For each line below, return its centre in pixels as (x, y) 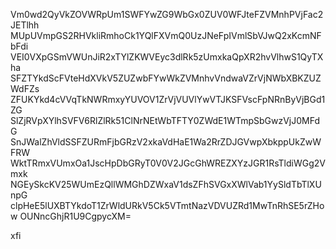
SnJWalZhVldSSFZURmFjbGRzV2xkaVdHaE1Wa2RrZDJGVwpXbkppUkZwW (166, 142)
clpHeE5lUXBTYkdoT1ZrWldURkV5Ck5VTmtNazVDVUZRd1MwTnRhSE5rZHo (167, 205)
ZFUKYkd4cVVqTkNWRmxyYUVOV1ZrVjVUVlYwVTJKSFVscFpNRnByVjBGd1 (168, 99)
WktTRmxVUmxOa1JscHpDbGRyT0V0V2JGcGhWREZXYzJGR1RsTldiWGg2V (168, 163)
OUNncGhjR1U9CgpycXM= (75, 216)
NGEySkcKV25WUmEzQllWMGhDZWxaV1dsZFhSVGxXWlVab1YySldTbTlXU (166, 184)
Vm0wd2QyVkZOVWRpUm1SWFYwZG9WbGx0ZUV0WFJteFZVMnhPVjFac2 (167, 14)
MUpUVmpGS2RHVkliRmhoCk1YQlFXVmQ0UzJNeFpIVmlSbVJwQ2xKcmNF (166, 35)
